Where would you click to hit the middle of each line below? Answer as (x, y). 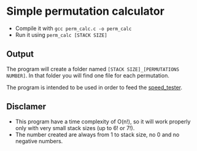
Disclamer (26, 106)
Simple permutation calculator (85, 11)
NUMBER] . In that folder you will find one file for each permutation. (88, 75)
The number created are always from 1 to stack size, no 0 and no (97, 134)
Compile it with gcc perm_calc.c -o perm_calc (73, 28)
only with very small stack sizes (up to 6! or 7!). (75, 128)
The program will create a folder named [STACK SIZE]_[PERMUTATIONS (93, 69)
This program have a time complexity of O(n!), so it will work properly (103, 122)
